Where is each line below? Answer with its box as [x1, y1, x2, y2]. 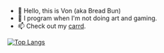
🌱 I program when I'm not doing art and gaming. [17, 14, 158, 22]
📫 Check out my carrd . [17, 22, 86, 30]
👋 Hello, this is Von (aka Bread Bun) [17, 7, 122, 15]
